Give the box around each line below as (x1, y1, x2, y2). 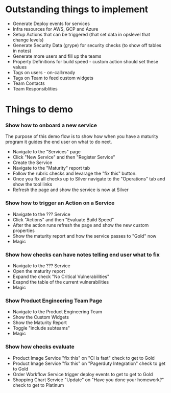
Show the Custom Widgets (12, 314, 69, 320)
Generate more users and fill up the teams (12, 53, 102, 59)
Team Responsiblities (12, 85, 58, 91)
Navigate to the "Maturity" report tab (12, 165, 90, 171)
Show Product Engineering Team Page (5, 297, 103, 304)
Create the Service (12, 159, 53, 166)
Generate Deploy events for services (12, 20, 90, 27)
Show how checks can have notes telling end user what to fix (5, 251, 160, 258)
